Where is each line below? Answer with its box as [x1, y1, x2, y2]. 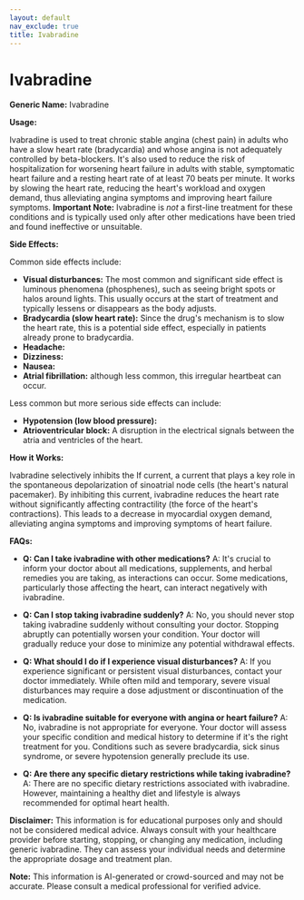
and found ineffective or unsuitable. [9, 222, 142, 232]
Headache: [22, 341, 65, 352]
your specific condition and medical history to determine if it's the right [22, 732, 289, 743]
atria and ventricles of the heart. [22, 435, 143, 446]
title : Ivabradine [9, 30, 79, 39]
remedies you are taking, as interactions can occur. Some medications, [22, 573, 289, 584]
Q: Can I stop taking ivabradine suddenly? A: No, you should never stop [22, 609, 295, 620]
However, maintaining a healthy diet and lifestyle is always [22, 787, 241, 799]
